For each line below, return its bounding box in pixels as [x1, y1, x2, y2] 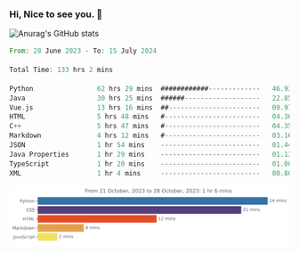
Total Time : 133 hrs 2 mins [9, 66, 114, 75]
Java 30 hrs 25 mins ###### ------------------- [9, 94, 261, 102]
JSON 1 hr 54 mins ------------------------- [9, 141, 261, 150]
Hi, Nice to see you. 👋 [9, 8, 103, 20]
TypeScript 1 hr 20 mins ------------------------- [9, 159, 261, 168]
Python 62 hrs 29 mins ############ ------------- [9, 84, 261, 93]
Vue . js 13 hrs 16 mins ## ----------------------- [9, 102, 261, 112]
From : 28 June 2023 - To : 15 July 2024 [9, 46, 158, 56]
